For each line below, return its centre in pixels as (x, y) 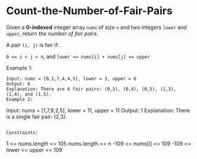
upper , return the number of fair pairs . (52, 33)
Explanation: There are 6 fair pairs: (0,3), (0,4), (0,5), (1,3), (91, 89)
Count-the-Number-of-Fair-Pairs (90, 11)
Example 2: (20, 99)
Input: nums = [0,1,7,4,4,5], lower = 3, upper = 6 (71, 79)
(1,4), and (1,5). (29, 94)
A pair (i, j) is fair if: (33, 45)
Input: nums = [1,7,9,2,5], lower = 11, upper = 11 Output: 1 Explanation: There (98, 110)
